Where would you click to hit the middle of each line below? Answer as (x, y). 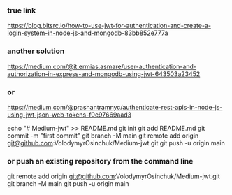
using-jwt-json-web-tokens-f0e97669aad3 (69, 115)
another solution (36, 51)
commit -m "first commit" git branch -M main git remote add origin (103, 136)
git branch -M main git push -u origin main (68, 184)
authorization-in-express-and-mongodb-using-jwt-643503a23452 (104, 74)
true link (22, 10)
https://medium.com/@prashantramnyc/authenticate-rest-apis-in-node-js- (115, 107)
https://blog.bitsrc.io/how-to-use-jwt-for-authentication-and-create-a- (109, 26)
